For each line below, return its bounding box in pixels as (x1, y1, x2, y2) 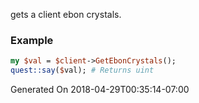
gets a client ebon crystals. (10, 9, 122, 20)
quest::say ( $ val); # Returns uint (10, 65, 155, 76)
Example (10, 33, 54, 47)
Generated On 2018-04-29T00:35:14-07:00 (10, 84, 190, 96)
